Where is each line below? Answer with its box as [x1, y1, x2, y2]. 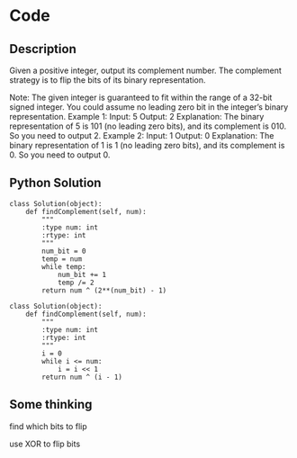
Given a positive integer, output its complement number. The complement [9, 65, 282, 76]
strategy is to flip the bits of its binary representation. [9, 75, 206, 85]
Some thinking [9, 397, 93, 412]
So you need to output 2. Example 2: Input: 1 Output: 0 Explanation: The [9, 130, 274, 140]
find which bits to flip [9, 420, 87, 432]
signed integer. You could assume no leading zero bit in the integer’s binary [9, 102, 289, 112]
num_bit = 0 [41, 247, 87, 256]
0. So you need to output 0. [9, 149, 111, 160]
